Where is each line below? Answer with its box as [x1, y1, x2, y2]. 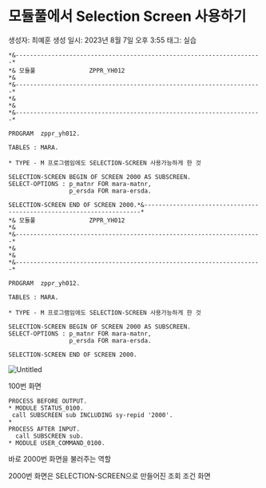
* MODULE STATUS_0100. [8, 404, 84, 412]
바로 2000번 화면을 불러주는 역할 [8, 454, 112, 463]
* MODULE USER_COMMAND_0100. [8, 438, 105, 447]
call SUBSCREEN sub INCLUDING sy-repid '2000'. [11, 411, 173, 419]
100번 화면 [8, 381, 42, 391]
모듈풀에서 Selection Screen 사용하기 [8, 7, 247, 26]
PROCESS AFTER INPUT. [8, 425, 81, 433]
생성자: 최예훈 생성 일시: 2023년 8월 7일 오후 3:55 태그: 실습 [8, 35, 197, 45]
